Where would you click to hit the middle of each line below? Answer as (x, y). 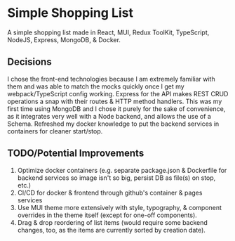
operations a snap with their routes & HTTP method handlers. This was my (115, 101)
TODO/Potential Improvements (76, 154)
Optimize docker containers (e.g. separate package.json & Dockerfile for (122, 170)
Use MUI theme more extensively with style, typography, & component (120, 207)
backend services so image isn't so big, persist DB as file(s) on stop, (116, 178)
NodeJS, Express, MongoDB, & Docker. (64, 39)
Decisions (29, 62)
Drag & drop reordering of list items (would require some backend (113, 222)
